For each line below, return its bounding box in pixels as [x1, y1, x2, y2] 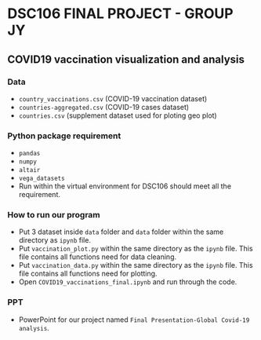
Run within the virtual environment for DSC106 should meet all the [18, 181, 232, 191]
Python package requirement [7, 130, 121, 141]
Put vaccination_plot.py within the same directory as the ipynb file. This [18, 244, 253, 254]
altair [18, 166, 41, 174]
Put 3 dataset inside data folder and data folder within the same [18, 227, 224, 236]
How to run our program [7, 210, 101, 221]
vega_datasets [18, 174, 65, 183]
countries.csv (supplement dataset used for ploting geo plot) [18, 111, 217, 120]
